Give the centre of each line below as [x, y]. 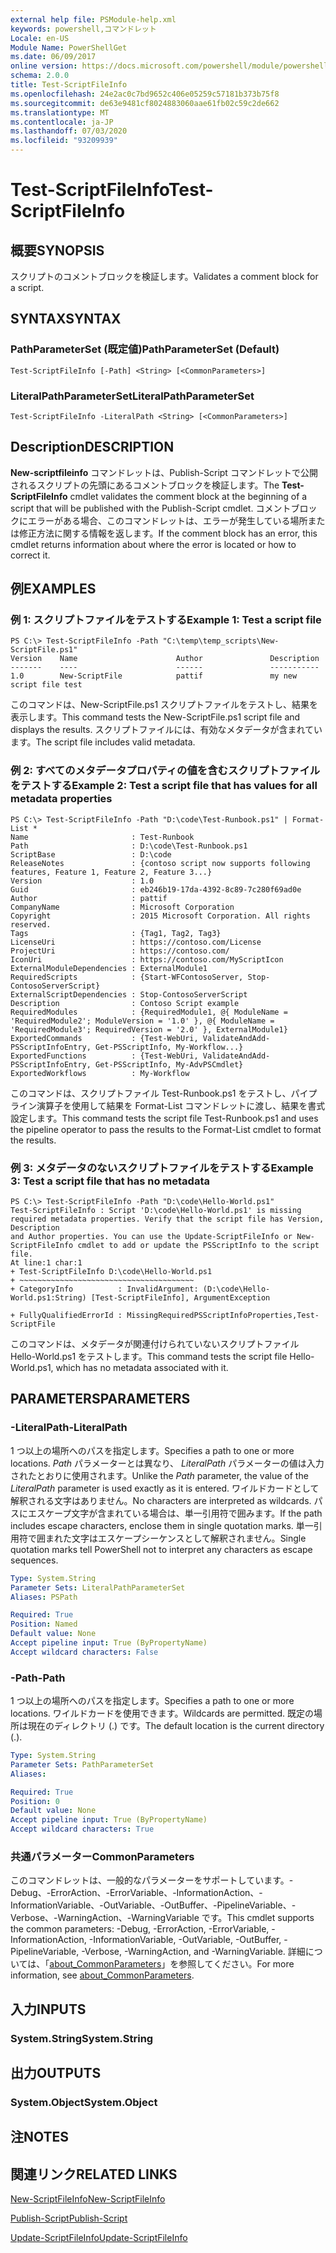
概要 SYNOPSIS [57, 250]
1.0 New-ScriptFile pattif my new [154, 676]
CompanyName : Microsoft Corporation [122, 907]
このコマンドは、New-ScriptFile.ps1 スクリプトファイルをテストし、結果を [164, 705]
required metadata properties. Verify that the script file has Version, [167, 1219]
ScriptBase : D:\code [91, 854]
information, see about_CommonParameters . [102, 1975]
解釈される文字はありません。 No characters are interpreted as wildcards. [161, 1500]
